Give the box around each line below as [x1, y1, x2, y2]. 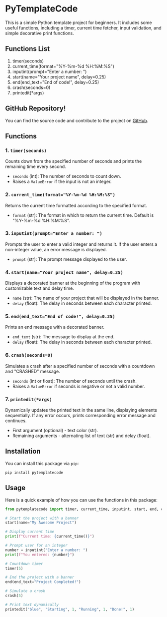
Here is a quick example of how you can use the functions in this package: [5, 497, 158, 503]
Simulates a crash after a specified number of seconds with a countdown [5, 363, 155, 369]
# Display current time [5, 529, 55, 535]
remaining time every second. [5, 163, 66, 170]
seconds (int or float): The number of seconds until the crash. [12, 378, 137, 384]
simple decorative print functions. [5, 30, 74, 36]
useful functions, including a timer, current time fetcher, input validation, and [5, 24, 162, 30]
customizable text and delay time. [5, 285, 75, 291]
